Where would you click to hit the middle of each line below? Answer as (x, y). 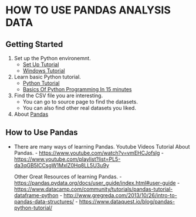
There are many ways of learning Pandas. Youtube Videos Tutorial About (102, 146)
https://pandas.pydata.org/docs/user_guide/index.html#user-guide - (97, 182)
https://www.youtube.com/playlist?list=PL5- (67, 159)
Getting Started (34, 44)
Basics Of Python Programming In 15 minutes (77, 89)
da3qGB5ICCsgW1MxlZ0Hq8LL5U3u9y (62, 165)
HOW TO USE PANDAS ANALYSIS (88, 10)
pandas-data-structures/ (44, 201)
